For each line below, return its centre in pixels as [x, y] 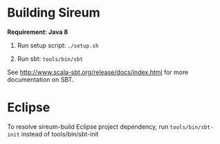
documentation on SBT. [40, 79]
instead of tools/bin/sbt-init [60, 134]
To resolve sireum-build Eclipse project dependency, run [88, 127]
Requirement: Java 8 [38, 32]
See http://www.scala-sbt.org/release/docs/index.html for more [98, 72]
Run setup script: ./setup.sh [58, 45]
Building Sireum [54, 13]
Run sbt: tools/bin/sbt [50, 58]
